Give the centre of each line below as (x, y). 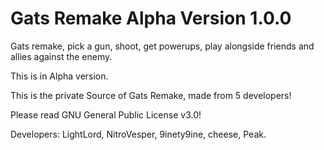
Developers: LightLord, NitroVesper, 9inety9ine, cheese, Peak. (138, 134)
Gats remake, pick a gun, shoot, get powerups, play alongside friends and (162, 46)
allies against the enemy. (61, 56)
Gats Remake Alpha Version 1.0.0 (151, 18)
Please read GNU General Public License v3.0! (106, 114)
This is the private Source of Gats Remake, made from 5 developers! (151, 95)
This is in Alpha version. (59, 76)
